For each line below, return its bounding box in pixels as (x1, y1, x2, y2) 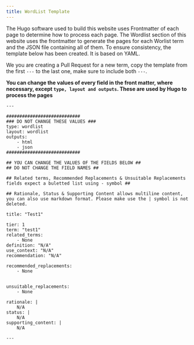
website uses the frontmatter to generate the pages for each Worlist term (6, 37, 184, 44)
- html (17, 139, 33, 145)
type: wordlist (6, 123, 44, 130)
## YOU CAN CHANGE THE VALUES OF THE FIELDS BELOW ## (6, 160, 142, 166)
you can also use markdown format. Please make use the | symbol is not (6, 196, 189, 202)
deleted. (6, 201, 28, 207)
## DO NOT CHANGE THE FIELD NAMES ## (6, 165, 99, 171)
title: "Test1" (6, 211, 44, 217)
